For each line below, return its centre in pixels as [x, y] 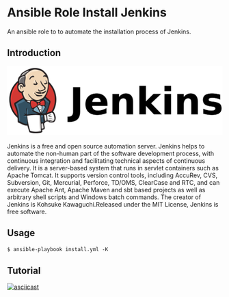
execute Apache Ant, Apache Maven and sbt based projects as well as [106, 190]
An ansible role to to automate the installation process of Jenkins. [99, 31]
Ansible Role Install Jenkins [87, 13]
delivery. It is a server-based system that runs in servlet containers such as [113, 168]
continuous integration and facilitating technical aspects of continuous [106, 160]
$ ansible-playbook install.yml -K [58, 250]
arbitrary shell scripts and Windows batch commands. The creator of [104, 197]
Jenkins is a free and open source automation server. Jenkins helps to [106, 146]
